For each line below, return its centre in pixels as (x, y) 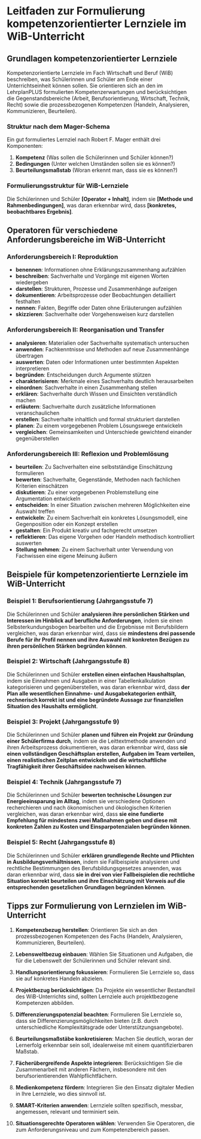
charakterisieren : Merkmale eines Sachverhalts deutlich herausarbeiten (104, 381)
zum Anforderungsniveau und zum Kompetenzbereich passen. (92, 1129)
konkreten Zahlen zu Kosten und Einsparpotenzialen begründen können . (99, 827)
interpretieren (32, 368)
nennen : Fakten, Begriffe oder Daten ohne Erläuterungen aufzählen (98, 308)
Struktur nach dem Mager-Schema (58, 126)
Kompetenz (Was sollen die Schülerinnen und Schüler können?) (95, 157)
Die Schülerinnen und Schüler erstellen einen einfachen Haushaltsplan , (96, 674)
